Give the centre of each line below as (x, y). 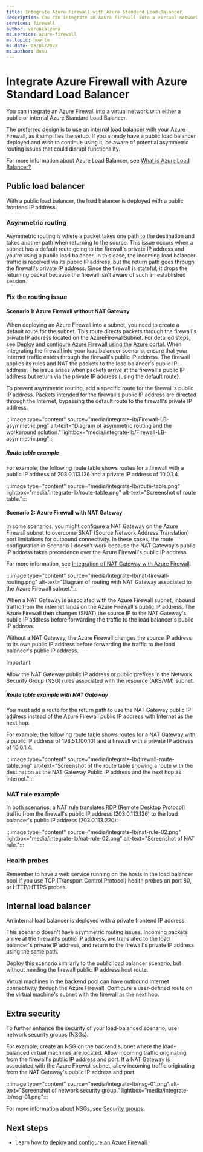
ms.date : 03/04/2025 (32, 46)
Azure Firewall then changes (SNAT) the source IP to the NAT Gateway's (96, 613)
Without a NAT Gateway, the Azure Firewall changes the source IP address (99, 638)
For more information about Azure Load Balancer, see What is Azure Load (98, 160)
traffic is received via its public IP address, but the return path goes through (100, 262)
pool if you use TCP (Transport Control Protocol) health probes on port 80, (99, 880)
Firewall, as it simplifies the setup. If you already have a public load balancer (101, 136)
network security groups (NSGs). (47, 1035)
